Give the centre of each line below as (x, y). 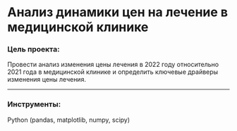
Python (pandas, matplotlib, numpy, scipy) (69, 120)
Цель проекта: (34, 49)
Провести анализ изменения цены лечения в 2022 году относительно (113, 65)
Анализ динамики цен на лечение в (118, 12)
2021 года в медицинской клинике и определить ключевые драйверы (113, 72)
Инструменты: (34, 104)
